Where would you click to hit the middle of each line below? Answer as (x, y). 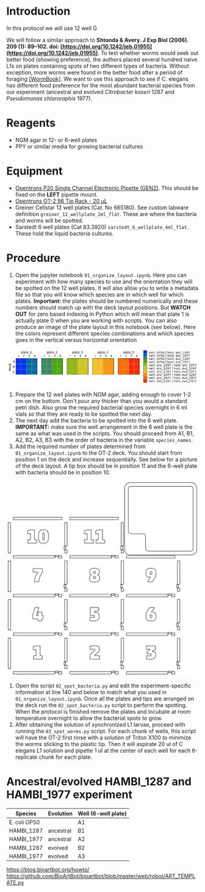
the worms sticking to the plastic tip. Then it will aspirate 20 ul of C (99, 744)
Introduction (38, 11)
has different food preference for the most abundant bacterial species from (101, 85)
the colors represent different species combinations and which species (104, 333)
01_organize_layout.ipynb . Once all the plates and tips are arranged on (105, 699)
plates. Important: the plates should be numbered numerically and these (106, 301)
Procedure (34, 258)
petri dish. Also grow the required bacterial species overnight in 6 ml (101, 408)
